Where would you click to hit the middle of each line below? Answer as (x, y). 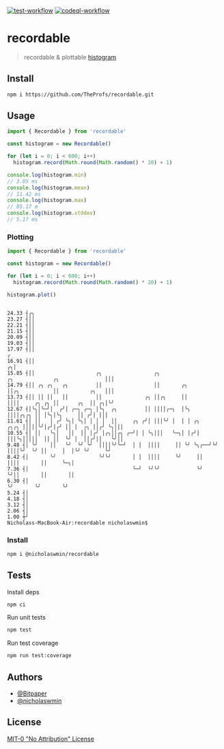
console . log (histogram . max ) (47, 201)
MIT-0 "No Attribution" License (51, 739)
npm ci (16, 605)
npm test (19, 630)
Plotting (20, 237)
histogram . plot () (32, 294)
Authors (25, 677)
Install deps (23, 592)
